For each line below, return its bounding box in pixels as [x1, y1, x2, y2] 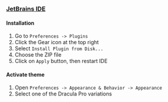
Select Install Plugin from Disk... [14, 45, 104, 52]
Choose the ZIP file [14, 51, 62, 58]
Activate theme [6, 71, 45, 78]
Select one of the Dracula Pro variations [14, 90, 112, 97]
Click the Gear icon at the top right [14, 39, 99, 46]
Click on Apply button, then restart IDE [14, 58, 108, 65]
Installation [6, 19, 34, 27]
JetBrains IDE [6, 5, 46, 13]
